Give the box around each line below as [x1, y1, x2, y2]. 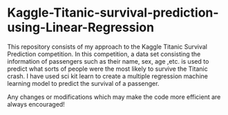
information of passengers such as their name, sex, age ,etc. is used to [7, 57, 209, 65]
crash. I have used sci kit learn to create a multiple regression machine [7, 71, 209, 80]
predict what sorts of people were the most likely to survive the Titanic [7, 64, 209, 73]
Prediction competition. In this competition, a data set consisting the [7, 50, 201, 58]
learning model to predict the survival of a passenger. [7, 79, 160, 87]
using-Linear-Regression [7, 19, 154, 35]
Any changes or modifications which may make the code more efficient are [7, 92, 221, 101]
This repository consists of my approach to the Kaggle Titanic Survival [7, 42, 208, 51]
